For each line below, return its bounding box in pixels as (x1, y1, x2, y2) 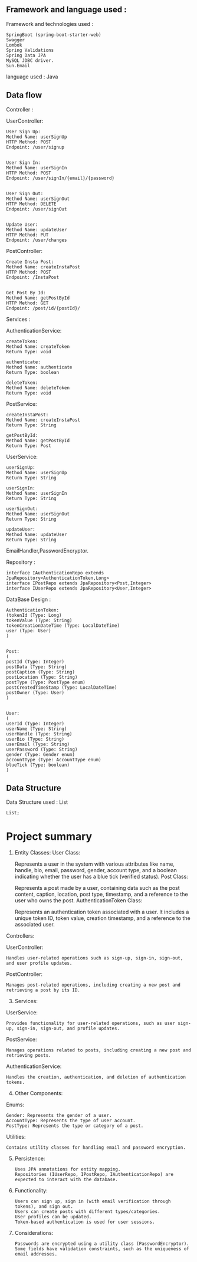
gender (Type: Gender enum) (6, 751, 75, 757)
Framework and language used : (6, 5, 127, 15)
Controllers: (6, 932, 35, 939)
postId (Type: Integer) (6, 659, 65, 665)
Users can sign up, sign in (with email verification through (14, 1198, 171, 1205)
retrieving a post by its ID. (6, 987, 81, 993)
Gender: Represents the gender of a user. (6, 1113, 112, 1119)
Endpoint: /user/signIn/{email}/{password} (6, 175, 115, 181)
